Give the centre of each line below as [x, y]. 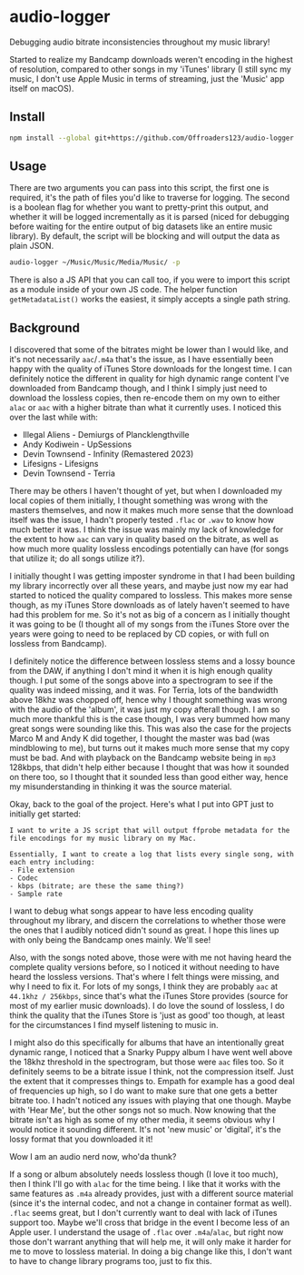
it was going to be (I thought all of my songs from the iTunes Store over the [150, 625]
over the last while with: [54, 417]
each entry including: [52, 863]
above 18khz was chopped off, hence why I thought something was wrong [148, 700]
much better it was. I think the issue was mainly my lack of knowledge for [147, 529]
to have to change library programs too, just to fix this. [111, 1261]
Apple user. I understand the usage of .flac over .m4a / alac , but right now [147, 1232]
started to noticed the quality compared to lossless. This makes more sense [151, 596]
